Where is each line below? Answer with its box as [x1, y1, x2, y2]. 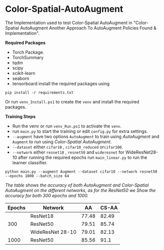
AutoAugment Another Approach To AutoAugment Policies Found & [20, 25, 157, 31]
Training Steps [5, 113, 36, 119]
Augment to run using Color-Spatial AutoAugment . [12, 139, 112, 145]
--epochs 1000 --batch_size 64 [5, 173, 69, 178]
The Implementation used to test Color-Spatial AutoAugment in [5, 20, 132, 26]
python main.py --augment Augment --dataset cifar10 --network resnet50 [5, 169, 158, 174]
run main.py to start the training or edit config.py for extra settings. [12, 128, 148, 134]
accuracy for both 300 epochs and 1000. [5, 192, 89, 198]
